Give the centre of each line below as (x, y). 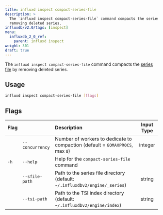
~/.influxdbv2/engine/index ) (88, 205)
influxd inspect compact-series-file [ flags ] (52, 96)
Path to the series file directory (90, 173)
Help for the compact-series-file (93, 159)
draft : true (17, 50)
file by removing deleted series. (37, 69)
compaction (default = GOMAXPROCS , (94, 145)
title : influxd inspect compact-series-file (51, 9)
